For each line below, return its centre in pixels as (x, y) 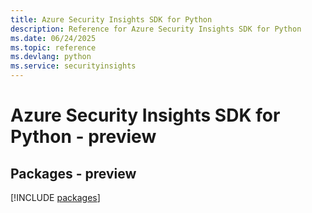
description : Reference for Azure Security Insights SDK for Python (156, 29)
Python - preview (83, 137)
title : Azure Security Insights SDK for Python (111, 19)
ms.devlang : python (51, 57)
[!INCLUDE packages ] (55, 197)
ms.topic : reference (53, 47)
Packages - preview (73, 173)
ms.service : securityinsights (73, 66)
